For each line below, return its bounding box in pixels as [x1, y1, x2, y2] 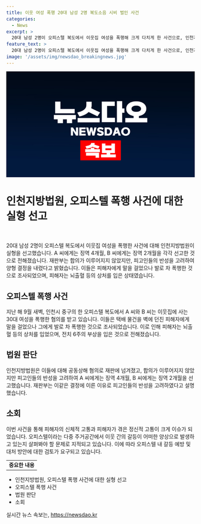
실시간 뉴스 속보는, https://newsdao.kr [6, 511, 98, 518]
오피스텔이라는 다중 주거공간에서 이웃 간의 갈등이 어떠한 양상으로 [28, 432, 179, 440]
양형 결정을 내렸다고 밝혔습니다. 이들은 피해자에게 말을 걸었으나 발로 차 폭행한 [6, 264, 187, 272]
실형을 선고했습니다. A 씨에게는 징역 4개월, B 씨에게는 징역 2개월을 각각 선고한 [6, 249, 189, 257]
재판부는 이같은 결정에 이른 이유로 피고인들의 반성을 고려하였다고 [33, 382, 184, 389]
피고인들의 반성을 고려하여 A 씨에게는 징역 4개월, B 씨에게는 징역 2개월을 [17, 374, 187, 381]
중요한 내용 [8, 461, 35, 469]
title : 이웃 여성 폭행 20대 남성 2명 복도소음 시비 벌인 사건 [6, 10, 139, 16]
